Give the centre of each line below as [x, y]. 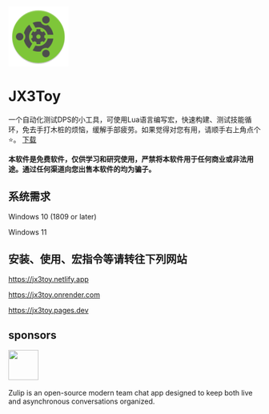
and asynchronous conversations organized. [82, 401]
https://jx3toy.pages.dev [49, 310]
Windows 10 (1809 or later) [53, 216]
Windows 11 [28, 232]
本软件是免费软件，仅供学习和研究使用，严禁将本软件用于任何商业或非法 [127, 159]
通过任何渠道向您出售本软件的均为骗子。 [89, 169]
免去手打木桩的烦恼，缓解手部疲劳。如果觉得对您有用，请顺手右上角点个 [141, 129]
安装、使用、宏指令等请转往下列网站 [98, 259]
